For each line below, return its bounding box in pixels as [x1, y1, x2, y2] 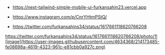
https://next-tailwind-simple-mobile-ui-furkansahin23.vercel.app [12, 4, 147, 10]
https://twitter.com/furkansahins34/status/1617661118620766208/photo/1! [5, 33, 158, 39]
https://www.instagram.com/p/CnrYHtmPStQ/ [12, 14, 107, 19]
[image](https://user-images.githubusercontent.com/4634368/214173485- [5, 38, 159, 44]
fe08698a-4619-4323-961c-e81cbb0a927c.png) [5, 44, 106, 49]
